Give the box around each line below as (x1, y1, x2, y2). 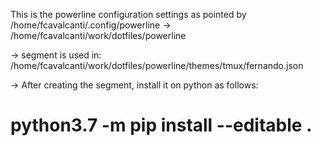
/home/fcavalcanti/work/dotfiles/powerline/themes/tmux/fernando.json (10, 60, 304, 71)
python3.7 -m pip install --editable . (10, 114, 313, 137)
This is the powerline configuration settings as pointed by (10, 9, 247, 20)
